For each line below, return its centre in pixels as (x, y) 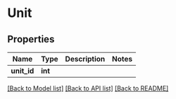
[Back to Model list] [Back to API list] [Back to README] (88, 88)
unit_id (23, 71)
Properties (31, 39)
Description (85, 59)
